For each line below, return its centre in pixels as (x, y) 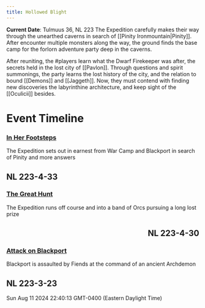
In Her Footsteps (32, 137)
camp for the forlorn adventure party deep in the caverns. (79, 49)
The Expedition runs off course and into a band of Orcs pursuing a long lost (102, 207)
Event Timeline (45, 118)
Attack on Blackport (37, 251)
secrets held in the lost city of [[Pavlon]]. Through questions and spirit (95, 67)
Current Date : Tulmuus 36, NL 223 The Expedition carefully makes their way (103, 29)
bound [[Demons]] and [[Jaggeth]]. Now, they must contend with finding (98, 80)
